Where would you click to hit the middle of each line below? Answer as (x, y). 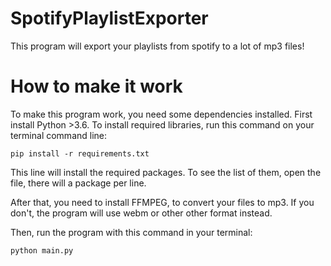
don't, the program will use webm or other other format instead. (141, 213)
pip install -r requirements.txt (80, 153)
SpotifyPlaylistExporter (109, 18)
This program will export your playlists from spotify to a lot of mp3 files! (157, 46)
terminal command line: (59, 135)
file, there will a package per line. (78, 183)
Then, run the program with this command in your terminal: (131, 232)
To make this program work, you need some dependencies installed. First (161, 114)
